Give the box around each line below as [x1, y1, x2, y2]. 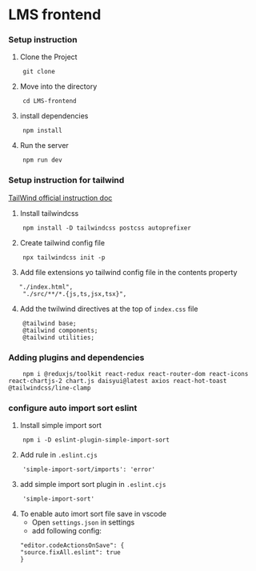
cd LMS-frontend [22, 98, 78, 106]
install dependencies [19, 111, 89, 121]
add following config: [31, 526, 102, 536]
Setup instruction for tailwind [8, 174, 125, 186]
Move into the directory [19, 82, 98, 91]
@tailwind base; [22, 319, 78, 327]
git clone [22, 68, 56, 76]
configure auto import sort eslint [8, 402, 138, 413]
